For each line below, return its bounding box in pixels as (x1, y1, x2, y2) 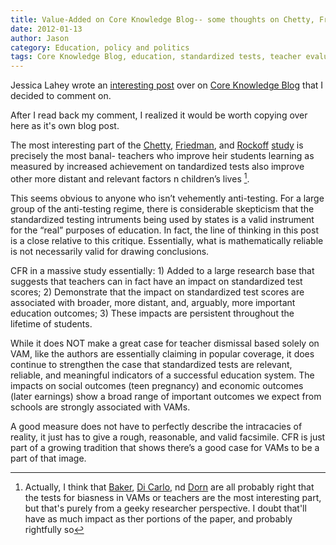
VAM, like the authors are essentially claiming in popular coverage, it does (10, 347, 315, 360)
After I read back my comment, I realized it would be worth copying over (10, 109, 308, 121)
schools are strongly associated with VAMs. (10, 401, 191, 413)
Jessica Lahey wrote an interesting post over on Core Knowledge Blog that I (10, 79, 324, 91)
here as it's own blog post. (10, 120, 120, 132)
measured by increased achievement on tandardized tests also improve (10, 161, 305, 173)
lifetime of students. (10, 317, 93, 330)
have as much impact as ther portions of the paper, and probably (24, 512, 293, 525)
